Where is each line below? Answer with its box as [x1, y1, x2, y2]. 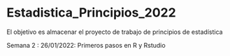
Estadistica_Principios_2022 [6, 5, 176, 21]
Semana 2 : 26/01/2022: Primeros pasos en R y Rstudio [6, 41, 166, 49]
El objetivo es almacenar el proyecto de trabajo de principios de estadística [6, 28, 223, 36]
